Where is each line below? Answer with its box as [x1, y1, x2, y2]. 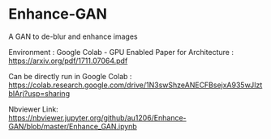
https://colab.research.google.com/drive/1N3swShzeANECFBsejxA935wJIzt [8, 80, 263, 90]
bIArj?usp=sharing [8, 88, 71, 98]
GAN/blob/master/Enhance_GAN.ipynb [8, 121, 138, 131]
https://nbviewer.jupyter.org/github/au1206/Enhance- [8, 112, 187, 122]
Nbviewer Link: [8, 104, 58, 114]
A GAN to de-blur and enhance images [8, 32, 138, 41]
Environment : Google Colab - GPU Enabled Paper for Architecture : [8, 47, 234, 57]
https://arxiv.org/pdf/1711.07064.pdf [8, 56, 128, 65]
